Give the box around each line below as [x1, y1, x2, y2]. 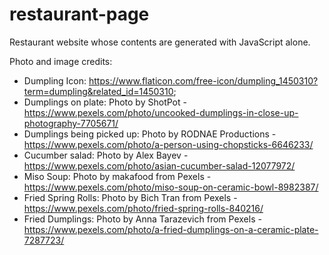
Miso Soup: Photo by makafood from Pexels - [23, 170, 212, 182]
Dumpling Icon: [23, 74, 87, 87]
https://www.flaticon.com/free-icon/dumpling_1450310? [88, 74, 319, 87]
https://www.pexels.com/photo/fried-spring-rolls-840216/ [23, 202, 264, 214]
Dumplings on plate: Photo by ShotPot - [23, 96, 187, 108]
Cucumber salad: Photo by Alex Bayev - [23, 149, 189, 161]
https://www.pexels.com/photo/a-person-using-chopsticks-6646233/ [23, 138, 314, 150]
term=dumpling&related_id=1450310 [23, 85, 174, 97]
